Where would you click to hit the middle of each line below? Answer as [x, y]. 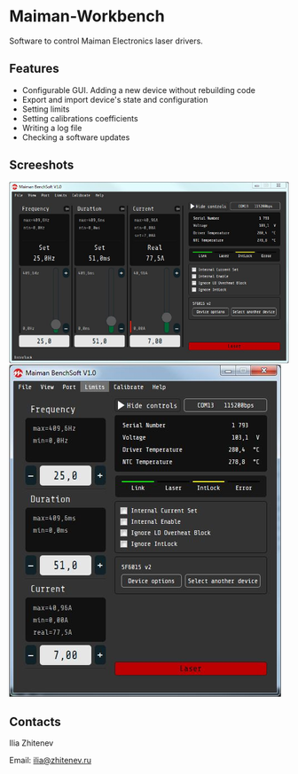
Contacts [35, 721]
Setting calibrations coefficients [80, 118]
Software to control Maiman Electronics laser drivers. [106, 41]
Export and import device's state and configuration [115, 99]
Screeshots [42, 165]
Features [34, 69]
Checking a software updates [76, 137]
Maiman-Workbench [87, 16]
